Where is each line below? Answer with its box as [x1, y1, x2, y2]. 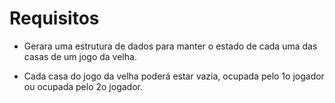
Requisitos [9, 7, 100, 30]
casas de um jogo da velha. [23, 50, 137, 62]
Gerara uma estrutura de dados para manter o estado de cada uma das [23, 40, 318, 52]
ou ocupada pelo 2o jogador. [23, 80, 143, 92]
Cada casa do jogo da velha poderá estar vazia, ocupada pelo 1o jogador [23, 70, 325, 82]
